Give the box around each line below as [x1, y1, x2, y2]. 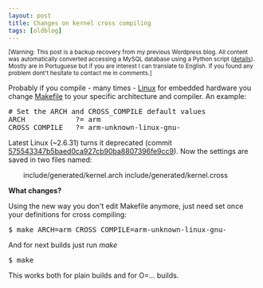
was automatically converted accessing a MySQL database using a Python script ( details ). [8, 55, 255, 64]
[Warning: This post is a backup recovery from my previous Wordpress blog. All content [8, 49, 249, 57]
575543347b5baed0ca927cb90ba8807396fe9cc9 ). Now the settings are [8, 147, 249, 156]
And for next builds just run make [8, 240, 118, 250]
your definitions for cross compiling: [8, 210, 128, 219]
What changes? [8, 186, 62, 195]
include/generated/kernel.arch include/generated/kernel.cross [23, 171, 229, 180]
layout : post [8, 11, 52, 20]
